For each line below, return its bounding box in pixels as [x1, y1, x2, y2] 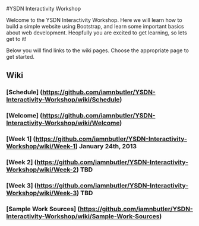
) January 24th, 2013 [75, 142, 137, 151]
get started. [6, 53, 34, 60]
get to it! [6, 36, 27, 42]
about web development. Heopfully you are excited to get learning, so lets [6, 29, 187, 36]
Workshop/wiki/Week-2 [6, 165, 77, 174]
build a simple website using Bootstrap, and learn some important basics [6, 23, 184, 30]
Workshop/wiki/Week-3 [6, 189, 77, 197]
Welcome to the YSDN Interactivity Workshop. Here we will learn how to [6, 17, 182, 23]
